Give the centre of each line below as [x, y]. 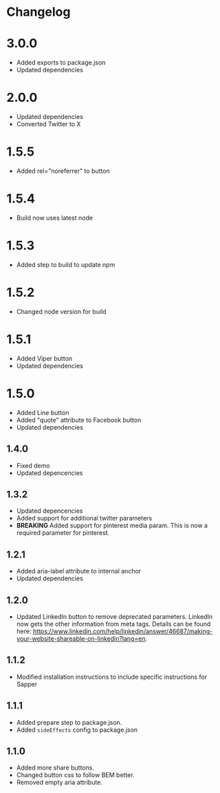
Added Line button [43, 412]
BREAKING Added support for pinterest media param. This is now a [112, 526]
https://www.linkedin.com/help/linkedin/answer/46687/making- [123, 631]
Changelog [38, 12]
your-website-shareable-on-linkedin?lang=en [81, 638]
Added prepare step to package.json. [69, 722]
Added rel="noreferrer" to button [63, 171]
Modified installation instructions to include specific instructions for [112, 677]
